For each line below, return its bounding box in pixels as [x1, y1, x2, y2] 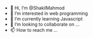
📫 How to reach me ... [10, 27, 58, 33]
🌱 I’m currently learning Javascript [10, 16, 83, 22]
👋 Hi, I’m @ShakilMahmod [10, 5, 65, 11]
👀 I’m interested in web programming [10, 10, 88, 16]
